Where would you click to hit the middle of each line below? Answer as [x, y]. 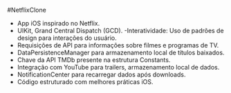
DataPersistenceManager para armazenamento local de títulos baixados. [121, 52]
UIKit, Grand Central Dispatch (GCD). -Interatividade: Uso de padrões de [120, 31]
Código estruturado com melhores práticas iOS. [85, 82]
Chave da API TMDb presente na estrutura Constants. [94, 60]
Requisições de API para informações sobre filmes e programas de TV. [118, 45]
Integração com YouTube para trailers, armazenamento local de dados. [118, 67]
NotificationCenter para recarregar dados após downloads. [101, 74]
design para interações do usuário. [67, 38]
